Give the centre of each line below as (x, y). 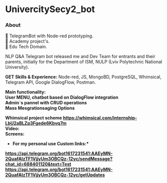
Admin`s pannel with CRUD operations (46, 103)
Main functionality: (26, 92)
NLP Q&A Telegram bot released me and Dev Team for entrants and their (80, 56)
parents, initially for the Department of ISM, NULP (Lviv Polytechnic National (84, 62)
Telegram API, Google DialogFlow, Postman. (51, 82)
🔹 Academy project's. (28, 41)
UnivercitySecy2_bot (50, 9)
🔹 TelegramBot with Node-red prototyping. (49, 36)
